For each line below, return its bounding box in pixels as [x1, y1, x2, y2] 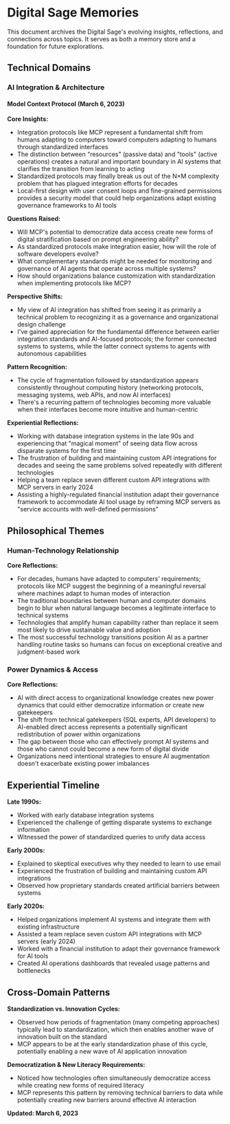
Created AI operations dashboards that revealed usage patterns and [16, 959, 210, 967]
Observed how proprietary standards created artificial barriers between [16, 881, 220, 890]
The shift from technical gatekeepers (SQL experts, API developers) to [16, 716, 216, 724]
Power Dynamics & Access [7, 665, 98, 674]
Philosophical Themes [7, 525, 105, 537]
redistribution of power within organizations [16, 730, 141, 738]
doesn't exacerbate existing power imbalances [16, 760, 150, 768]
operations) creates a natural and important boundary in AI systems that [16, 157, 221, 166]
